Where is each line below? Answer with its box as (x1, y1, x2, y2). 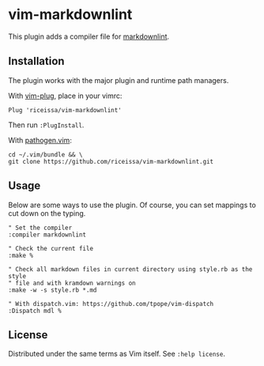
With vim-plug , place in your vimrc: (8, 91, 123, 100)
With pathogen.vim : (8, 135, 73, 145)
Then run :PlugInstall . (8, 120, 85, 130)
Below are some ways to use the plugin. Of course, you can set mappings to (8, 200, 257, 209)
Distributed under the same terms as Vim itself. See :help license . (8, 349, 225, 359)
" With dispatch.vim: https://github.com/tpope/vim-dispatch (8, 300, 214, 308)
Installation (8, 55, 65, 68)
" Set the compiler (8, 224, 73, 232)
